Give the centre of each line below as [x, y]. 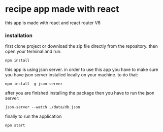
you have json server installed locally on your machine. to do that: [72, 75]
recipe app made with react [62, 9]
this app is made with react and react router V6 [53, 23]
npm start [15, 126]
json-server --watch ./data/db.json [43, 107]
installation [19, 35]
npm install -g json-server [34, 84]
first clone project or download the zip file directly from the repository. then [81, 46]
